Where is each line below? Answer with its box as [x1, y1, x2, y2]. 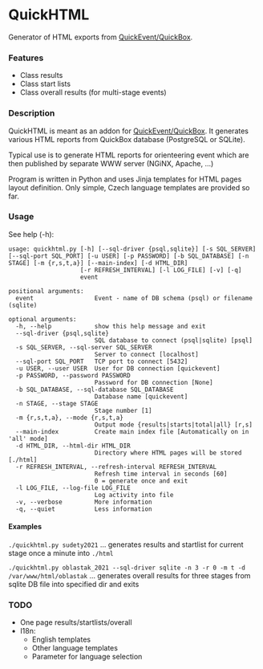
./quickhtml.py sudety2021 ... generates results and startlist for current [8, 540, 244, 549]
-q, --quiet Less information [15, 504, 152, 513]
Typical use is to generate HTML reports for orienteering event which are [8, 150, 249, 160]
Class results [19, 71, 63, 80]
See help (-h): [8, 229, 55, 239]
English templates [31, 634, 91, 644]
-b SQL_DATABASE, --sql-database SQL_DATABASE [15, 385, 174, 394]
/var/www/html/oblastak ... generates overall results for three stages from [8, 571, 251, 581]
